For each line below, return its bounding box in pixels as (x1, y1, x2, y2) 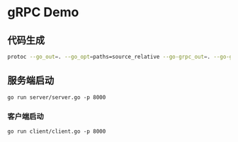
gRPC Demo (7, 4, 79, 20)
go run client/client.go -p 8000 (7, 128, 106, 135)
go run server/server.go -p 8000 (7, 93, 106, 101)
